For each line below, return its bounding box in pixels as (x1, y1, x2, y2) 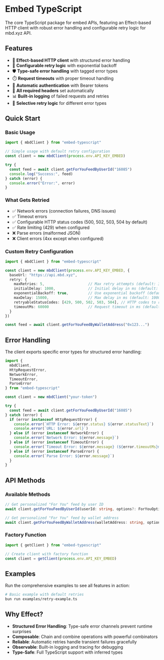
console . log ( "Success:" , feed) (9, 171, 73, 176)
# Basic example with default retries (5, 592, 84, 597)
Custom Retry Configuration (5, 248, 74, 255)
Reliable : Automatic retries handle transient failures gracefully (12, 638, 137, 645)
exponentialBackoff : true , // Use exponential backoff (14, 291, 145, 296)
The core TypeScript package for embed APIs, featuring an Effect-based (5, 20, 151, 25)
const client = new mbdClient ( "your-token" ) (5, 394, 97, 400)
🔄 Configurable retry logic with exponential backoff (12, 62, 117, 68)
